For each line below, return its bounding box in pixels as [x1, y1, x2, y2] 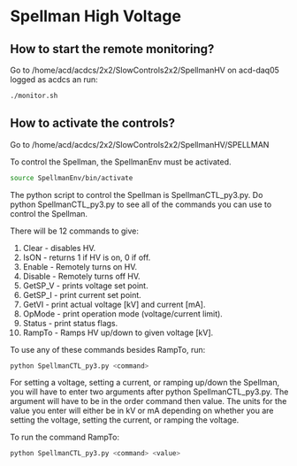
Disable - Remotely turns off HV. [22, 271, 141, 281]
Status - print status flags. [22, 317, 118, 328]
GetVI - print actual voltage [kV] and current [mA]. [22, 299, 206, 309]
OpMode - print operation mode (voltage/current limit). [22, 308, 224, 319]
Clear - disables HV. [22, 242, 96, 253]
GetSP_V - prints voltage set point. [22, 280, 148, 291]
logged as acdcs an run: [10, 74, 98, 85]
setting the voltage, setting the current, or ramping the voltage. [10, 415, 240, 425]
